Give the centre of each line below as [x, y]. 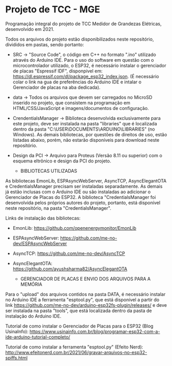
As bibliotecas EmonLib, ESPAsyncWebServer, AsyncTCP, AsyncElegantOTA [86, 180]
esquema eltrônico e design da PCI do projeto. [62, 161]
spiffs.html [16, 358]
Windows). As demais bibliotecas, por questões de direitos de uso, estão [90, 134]
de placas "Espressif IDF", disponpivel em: [58, 71]
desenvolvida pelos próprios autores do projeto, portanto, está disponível [83, 203]
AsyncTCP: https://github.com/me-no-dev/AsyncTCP [69, 253]
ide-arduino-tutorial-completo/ [38, 337]
